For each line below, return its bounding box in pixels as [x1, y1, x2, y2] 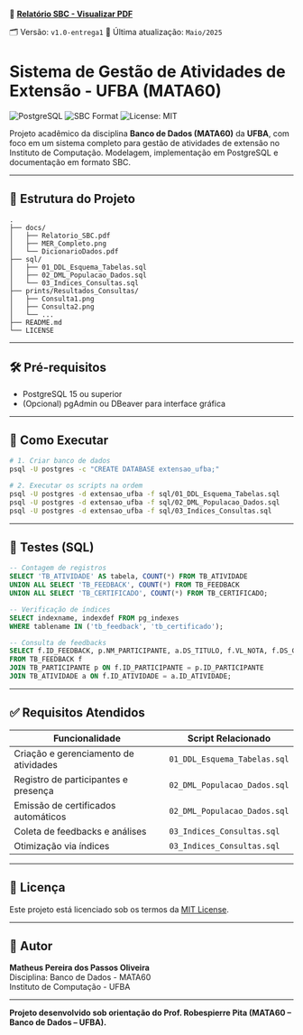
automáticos [14, 810, 67, 823]
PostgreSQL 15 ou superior [22, 388, 123, 399]
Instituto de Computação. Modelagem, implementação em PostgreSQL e [9, 147, 279, 158]
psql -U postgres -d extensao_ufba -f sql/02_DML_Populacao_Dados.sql [9, 497, 280, 507]
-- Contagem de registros [9, 564, 106, 573]
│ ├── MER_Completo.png [9, 239, 106, 248]
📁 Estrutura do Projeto [9, 191, 135, 207]
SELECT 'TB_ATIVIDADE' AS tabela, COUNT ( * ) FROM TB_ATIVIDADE [9, 572, 248, 581]
